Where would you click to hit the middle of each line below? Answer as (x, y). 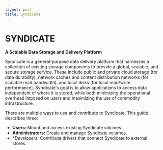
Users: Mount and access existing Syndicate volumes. (67, 128)
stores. (19, 144)
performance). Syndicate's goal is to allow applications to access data (76, 88)
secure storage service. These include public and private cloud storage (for (81, 72)
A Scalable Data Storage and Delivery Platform (54, 52)
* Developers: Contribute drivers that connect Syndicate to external (80, 138)
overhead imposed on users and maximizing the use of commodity (73, 98)
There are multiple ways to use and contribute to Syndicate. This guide (77, 113)
